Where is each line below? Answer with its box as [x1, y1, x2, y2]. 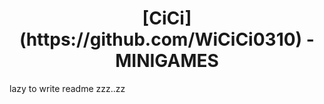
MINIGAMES [115, 50, 219, 72]
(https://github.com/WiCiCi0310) [19, 28, 303, 51]
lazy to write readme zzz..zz [9, 82, 126, 94]
